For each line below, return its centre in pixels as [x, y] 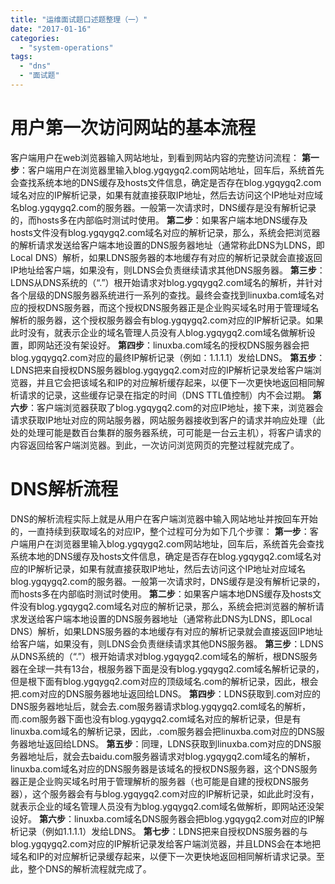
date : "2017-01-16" [51, 29]
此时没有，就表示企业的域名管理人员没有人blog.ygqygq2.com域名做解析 [158, 332]
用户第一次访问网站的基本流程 [133, 128]
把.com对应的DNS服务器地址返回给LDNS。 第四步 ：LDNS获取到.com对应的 [166, 693]
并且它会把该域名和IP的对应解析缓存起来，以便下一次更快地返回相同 [176, 382]
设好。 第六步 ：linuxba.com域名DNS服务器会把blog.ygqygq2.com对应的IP [163, 818]
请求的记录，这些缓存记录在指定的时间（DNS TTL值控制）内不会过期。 [164, 395]
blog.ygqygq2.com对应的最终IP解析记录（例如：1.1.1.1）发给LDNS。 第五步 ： [168, 357]
